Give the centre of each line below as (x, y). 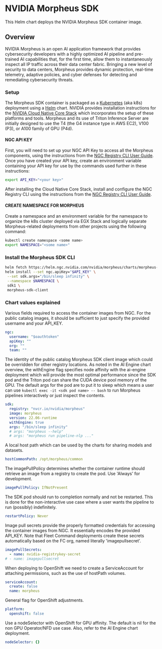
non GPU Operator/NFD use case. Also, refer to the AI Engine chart (72, 628)
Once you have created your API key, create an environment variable (73, 161)
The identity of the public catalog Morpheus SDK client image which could (79, 360)
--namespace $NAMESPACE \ (33, 281)
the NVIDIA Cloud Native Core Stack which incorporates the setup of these (80, 113)
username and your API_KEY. (34, 323)
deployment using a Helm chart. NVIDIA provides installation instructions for (81, 108)
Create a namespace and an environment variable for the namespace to (76, 216)
